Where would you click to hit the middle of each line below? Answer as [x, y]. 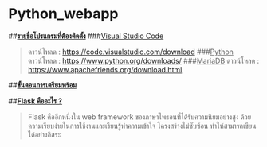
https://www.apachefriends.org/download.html [105, 69]
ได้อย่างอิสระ [44, 134]
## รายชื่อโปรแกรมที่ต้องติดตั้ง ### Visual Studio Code [86, 36]
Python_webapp [63, 14]
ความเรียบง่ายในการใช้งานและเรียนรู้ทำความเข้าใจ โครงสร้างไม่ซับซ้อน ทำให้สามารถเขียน [142, 126]
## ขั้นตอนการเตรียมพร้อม [43, 85]
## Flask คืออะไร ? [35, 101]
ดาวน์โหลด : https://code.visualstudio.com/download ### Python [130, 52]
